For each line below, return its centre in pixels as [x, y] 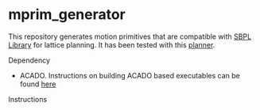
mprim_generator [67, 15]
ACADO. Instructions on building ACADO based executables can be [130, 75]
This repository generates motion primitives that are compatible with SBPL [130, 36]
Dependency [29, 60]
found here [38, 84]
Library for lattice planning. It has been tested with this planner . [112, 44]
